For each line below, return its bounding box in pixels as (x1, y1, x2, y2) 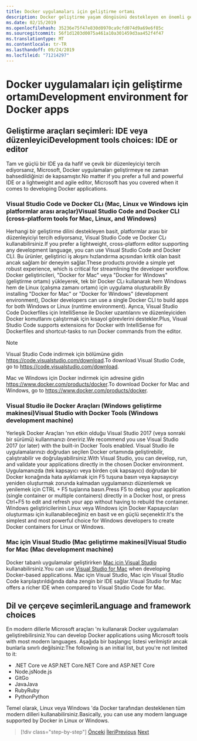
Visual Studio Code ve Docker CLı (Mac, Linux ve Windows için (6, 199, 189, 208)
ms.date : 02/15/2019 (6, 19, 57, 25)
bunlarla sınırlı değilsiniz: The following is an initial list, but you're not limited (6, 645, 188, 652)
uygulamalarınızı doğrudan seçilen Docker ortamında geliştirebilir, (6, 448, 164, 456)
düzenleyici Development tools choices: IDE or (6, 135, 178, 145)
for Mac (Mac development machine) (6, 545, 114, 553)
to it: (6, 650, 17, 657)
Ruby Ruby (14, 687, 40, 694)
